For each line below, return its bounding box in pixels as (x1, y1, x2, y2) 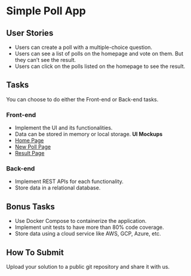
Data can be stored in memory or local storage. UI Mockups (14, 131, 163, 138)
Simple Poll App (6, 4, 87, 18)
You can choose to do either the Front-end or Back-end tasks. (6, 95, 159, 103)
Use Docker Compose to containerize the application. (14, 218, 147, 225)
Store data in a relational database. (14, 184, 101, 191)
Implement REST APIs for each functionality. (14, 178, 124, 185)
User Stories (6, 28, 54, 38)
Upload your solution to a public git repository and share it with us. (6, 263, 170, 271)
